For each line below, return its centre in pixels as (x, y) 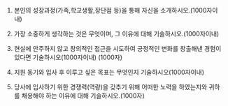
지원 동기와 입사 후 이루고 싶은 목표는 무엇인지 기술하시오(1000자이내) (109, 72)
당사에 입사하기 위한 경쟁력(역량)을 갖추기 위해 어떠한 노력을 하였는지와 (111, 87)
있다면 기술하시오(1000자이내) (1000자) (68, 57)
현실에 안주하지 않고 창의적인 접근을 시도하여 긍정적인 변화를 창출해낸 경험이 (117, 48)
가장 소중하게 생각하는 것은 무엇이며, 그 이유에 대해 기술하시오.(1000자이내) (116, 34)
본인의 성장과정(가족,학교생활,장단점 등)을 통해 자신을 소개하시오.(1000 (110, 10)
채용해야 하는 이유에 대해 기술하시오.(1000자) (83, 96)
